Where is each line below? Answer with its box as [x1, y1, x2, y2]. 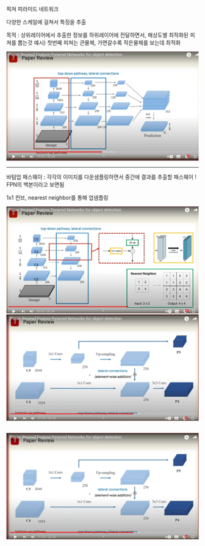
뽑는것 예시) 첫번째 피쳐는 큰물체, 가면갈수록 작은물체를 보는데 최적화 [17, 39, 181, 46]
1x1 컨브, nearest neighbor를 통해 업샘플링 [6, 194, 109, 201]
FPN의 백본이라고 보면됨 [6, 181, 65, 189]
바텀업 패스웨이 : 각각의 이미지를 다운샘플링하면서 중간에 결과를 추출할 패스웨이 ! [6, 173, 197, 181]
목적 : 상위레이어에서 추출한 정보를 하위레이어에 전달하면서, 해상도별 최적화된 [6, 31, 189, 39]
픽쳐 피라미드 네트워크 [6, 6, 59, 12]
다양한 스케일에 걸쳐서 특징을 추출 [6, 18, 87, 26]
